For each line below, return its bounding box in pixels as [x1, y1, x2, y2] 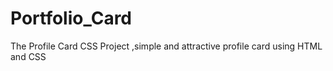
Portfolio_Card [10, 7, 133, 30]
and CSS [10, 50, 47, 62]
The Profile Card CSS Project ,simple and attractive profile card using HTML [10, 40, 323, 52]
